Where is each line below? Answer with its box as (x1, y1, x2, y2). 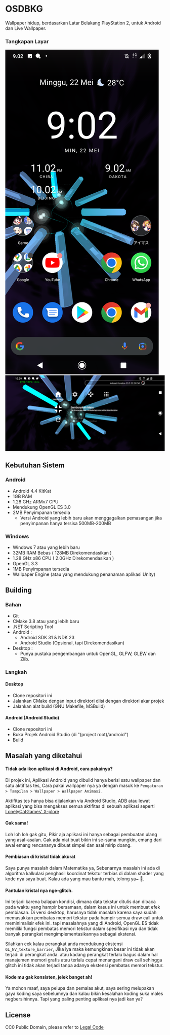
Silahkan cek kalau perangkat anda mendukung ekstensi (5, 941, 123, 947)
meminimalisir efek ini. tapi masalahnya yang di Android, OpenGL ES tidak (5, 920, 159, 926)
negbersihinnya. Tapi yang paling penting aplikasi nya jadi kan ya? (5, 996, 143, 1002)
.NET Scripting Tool (12, 624, 54, 630)
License (5, 1011, 31, 1019)
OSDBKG (5, 3, 43, 15)
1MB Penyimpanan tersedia (12, 566, 70, 572)
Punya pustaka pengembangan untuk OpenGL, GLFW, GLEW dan (20, 650, 156, 657)
